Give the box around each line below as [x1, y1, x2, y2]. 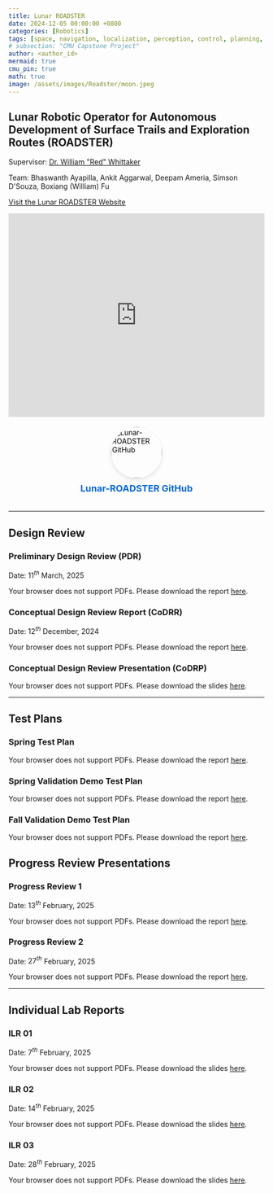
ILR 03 [8, 1139, 35, 1151]
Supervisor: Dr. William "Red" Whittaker [8, 157, 141, 167]
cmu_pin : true [8, 65, 57, 73]
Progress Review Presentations [8, 856, 171, 870]
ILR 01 [8, 1027, 32, 1038]
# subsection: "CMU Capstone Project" [8, 42, 140, 50]
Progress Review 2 [8, 937, 84, 948]
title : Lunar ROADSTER [8, 11, 85, 20]
